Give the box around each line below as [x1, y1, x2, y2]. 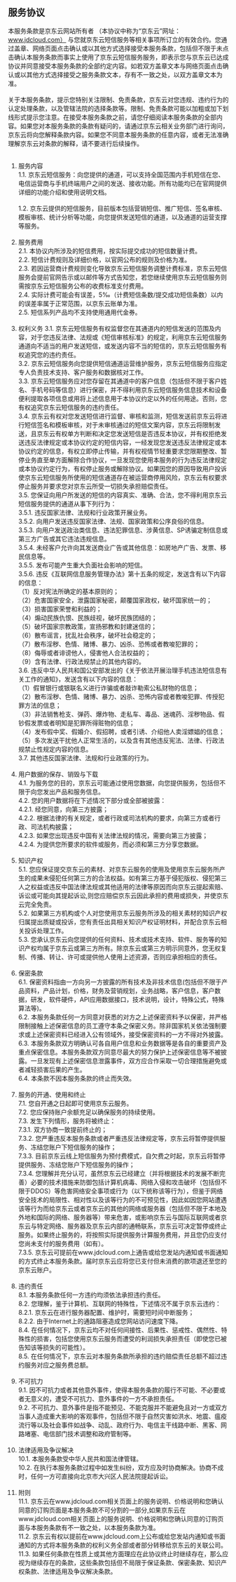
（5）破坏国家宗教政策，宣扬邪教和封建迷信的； [18, 622, 158, 630]
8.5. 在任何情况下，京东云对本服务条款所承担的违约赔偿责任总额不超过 [18, 1352, 221, 1360]
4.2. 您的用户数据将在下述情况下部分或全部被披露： [18, 796, 167, 804]
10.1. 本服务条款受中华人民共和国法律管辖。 [18, 1454, 143, 1463]
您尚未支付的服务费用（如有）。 [18, 1239, 108, 1248]
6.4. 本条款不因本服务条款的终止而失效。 [18, 1074, 136, 1082]
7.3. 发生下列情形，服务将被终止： [18, 1116, 116, 1125]
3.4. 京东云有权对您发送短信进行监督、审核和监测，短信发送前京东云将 [18, 412, 221, 420]
